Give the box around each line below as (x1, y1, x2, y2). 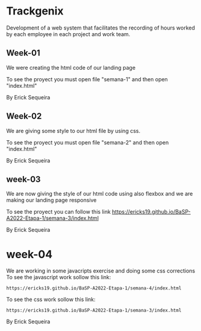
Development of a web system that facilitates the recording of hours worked (6, 24, 196, 31)
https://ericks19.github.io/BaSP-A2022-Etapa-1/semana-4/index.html (6, 285, 182, 291)
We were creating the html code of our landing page (6, 64, 136, 71)
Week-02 (6, 111, 42, 122)
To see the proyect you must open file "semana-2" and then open (6, 138, 169, 146)
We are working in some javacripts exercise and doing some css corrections (6, 267, 196, 274)
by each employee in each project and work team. (6, 30, 131, 37)
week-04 (6, 247, 53, 261)
